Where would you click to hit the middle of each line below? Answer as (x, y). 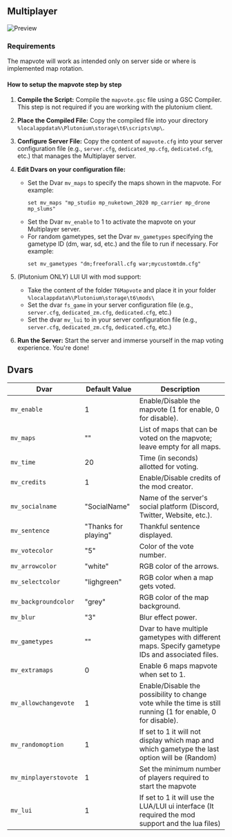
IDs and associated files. (179, 655)
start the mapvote (168, 786)
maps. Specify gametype (180, 646)
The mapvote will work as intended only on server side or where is (102, 61)
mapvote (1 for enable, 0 (179, 409)
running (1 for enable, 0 (177, 712)
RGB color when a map (176, 578)
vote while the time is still (180, 703)
